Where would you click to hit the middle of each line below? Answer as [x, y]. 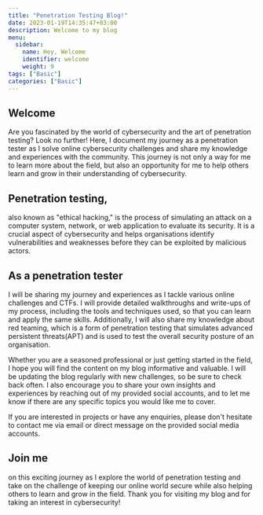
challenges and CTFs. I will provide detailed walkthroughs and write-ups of [130, 303]
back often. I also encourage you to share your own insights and [112, 384]
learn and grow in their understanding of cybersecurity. [97, 174]
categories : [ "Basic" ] [45, 81]
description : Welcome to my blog [63, 30]
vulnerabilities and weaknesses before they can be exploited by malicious [127, 243]
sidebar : [29, 45]
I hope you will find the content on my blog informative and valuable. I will [127, 368]
